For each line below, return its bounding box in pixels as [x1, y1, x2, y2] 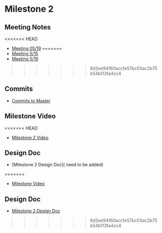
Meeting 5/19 [11, 56, 39, 62]
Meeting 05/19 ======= [11, 46, 62, 51]
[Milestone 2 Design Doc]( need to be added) [11, 162, 104, 168]
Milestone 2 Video [11, 134, 49, 140]
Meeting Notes [4, 23, 51, 31]
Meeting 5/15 [11, 51, 38, 56]
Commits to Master [11, 98, 51, 104]
